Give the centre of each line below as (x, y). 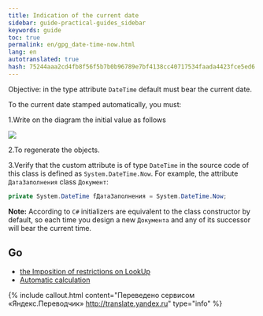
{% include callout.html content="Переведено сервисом (102, 296)
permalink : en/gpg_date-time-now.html (72, 45)
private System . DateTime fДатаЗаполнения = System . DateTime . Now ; (117, 196)
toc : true (24, 37)
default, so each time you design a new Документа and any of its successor (130, 219)
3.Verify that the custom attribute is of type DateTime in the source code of (129, 165)
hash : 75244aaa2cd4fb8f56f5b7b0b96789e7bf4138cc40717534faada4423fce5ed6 (132, 67)
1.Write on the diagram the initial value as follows (87, 120)
